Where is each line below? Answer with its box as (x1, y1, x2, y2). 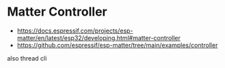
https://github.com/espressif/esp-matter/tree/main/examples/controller (16, 41, 218, 49)
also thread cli (7, 54, 47, 62)
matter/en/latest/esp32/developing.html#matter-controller (16, 33, 181, 41)
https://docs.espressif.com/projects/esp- (16, 27, 133, 35)
